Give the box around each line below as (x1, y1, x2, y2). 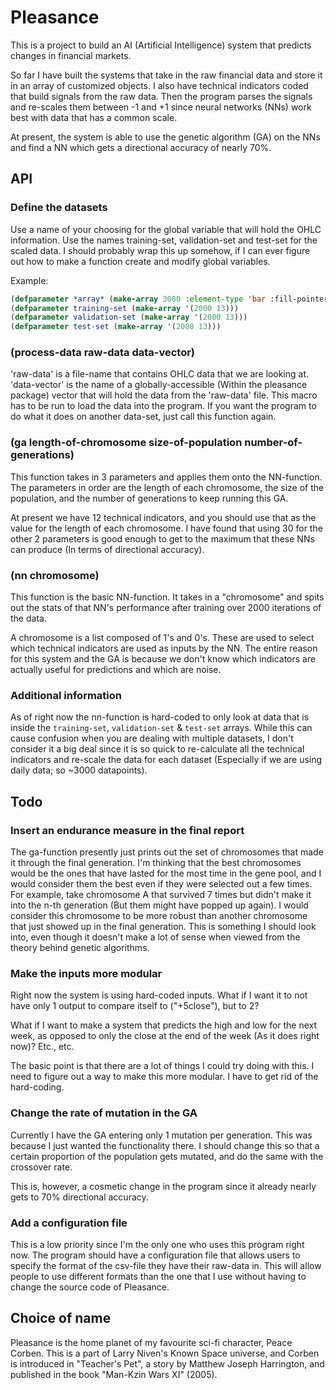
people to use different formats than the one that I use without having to (10, 1270, 307, 1282)
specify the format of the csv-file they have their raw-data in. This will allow (10, 1259, 322, 1271)
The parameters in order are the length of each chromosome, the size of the (10, 481, 325, 493)
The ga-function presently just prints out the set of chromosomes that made (10, 846, 324, 858)
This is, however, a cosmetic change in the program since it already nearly (10, 1180, 317, 1192)
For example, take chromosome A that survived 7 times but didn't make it (10, 889, 312, 900)
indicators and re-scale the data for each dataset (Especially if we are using (10, 754, 323, 766)
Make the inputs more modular (10, 966, 163, 980)
